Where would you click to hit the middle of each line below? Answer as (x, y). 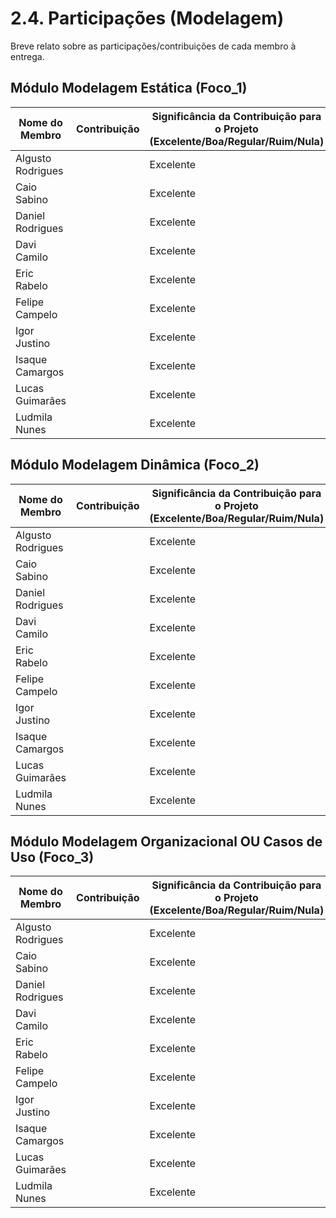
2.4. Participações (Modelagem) (147, 18)
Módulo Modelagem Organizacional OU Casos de (166, 841)
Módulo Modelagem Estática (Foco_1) (129, 88)
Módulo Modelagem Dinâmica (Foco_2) (135, 465)
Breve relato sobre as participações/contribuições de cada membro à (153, 46)
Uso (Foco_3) (52, 857)
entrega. (27, 56)
